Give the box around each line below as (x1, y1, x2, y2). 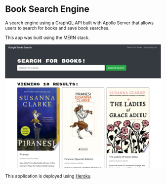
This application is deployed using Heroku (5, 173, 91, 179)
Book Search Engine (5, 3, 90, 15)
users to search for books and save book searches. (5, 25, 110, 31)
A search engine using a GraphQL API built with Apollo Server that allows (5, 20, 154, 26)
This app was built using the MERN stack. (5, 35, 90, 40)
